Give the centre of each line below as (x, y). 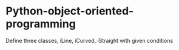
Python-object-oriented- (70, 11)
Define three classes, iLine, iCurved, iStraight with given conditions (89, 40)
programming (41, 24)
